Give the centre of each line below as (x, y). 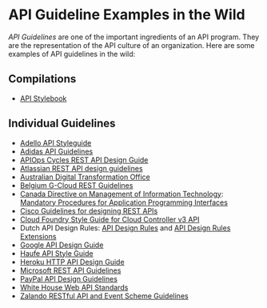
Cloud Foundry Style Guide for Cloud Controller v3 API (110, 219)
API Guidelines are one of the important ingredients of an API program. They (134, 37)
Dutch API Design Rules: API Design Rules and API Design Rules (125, 228)
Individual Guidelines (62, 124)
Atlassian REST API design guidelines (81, 168)
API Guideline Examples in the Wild (127, 15)
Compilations (42, 79)
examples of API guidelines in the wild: (72, 54)
